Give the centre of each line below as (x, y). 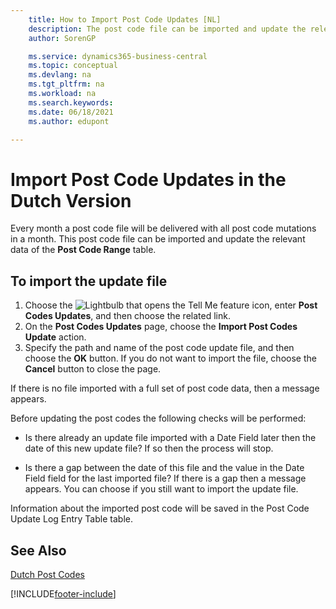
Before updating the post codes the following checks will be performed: (158, 418)
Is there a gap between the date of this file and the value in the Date (164, 468)
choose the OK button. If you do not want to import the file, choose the (170, 358)
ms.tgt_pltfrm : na (66, 84)
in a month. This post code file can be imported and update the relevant (158, 239)
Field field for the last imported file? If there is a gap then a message (165, 478)
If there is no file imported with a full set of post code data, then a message (165, 388)
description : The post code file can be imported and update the (167, 29)
